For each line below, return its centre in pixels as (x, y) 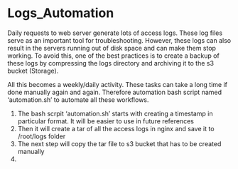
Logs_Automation (61, 13)
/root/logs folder (42, 136)
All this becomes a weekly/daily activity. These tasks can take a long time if (118, 84)
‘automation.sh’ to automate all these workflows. (78, 99)
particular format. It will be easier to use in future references (106, 121)
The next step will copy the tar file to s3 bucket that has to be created (119, 143)
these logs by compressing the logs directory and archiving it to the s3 (111, 63)
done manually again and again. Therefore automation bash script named (115, 92)
